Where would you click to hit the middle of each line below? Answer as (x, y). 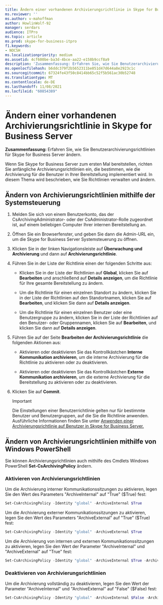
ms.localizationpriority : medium (39, 55)
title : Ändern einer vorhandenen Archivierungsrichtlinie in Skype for (79, 10)
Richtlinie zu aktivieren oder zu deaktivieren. (64, 362)
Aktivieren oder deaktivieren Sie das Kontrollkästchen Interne (81, 352)
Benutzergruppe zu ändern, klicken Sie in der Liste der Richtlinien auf (89, 318)
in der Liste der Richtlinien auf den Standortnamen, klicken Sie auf (85, 298)
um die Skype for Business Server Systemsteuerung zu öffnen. (75, 239)
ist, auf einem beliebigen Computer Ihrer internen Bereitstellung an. (79, 225)
